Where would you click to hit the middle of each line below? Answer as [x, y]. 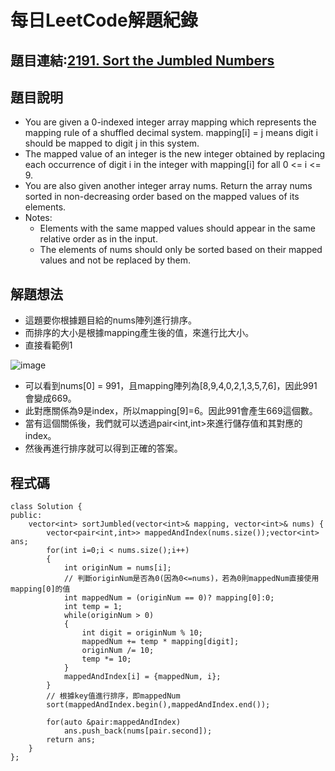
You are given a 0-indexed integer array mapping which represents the [170, 122]
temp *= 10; [106, 659]
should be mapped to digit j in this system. [112, 143]
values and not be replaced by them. [115, 260]
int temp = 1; [93, 607]
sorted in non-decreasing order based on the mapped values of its [162, 197]
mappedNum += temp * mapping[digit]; [160, 642]
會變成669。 [50, 398]
